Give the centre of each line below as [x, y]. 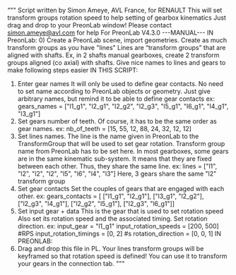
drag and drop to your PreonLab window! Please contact [89, 25]
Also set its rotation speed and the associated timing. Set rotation [112, 219]
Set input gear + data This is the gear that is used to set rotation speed [120, 211]
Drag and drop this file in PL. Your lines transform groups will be [111, 249]
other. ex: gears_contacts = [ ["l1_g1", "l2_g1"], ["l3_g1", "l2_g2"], [111, 196]
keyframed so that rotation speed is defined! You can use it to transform [122, 256]
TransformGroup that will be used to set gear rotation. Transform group [121, 143]
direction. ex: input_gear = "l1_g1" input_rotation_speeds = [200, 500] [118, 226]
